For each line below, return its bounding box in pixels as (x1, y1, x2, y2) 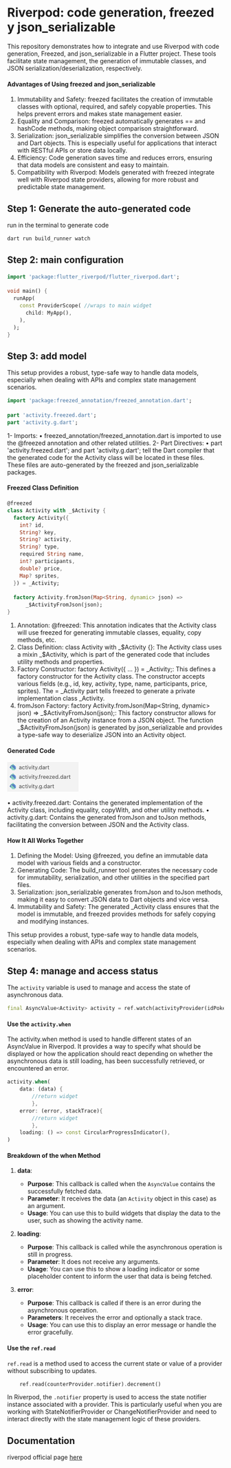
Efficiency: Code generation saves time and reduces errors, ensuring (16, 153, 213, 162)
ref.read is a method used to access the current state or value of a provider (7, 1359, 223, 1368)
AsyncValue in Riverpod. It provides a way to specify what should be (7, 1042, 201, 1051)
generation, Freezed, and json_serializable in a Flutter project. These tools (7, 50, 217, 58)
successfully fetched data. (27, 1187, 103, 1196)
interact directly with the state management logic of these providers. (7, 1415, 201, 1423)
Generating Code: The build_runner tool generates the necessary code (16, 866, 218, 875)
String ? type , (19, 543, 60, 551)
